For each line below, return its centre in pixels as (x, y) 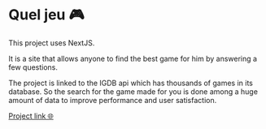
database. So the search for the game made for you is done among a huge (133, 91)
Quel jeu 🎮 (46, 15)
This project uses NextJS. (52, 43)
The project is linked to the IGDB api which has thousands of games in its (131, 83)
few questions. (33, 67)
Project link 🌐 (31, 116)
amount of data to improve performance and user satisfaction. (113, 100)
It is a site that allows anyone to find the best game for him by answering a (133, 58)
